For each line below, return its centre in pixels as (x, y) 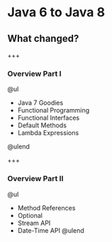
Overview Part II (35, 179)
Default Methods (42, 125)
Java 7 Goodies (40, 103)
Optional (30, 215)
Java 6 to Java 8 (56, 12)
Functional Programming (54, 110)
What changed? (43, 39)
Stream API (34, 223)
